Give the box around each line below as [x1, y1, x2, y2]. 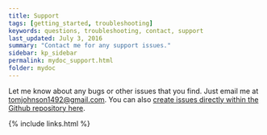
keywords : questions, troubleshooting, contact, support [8, 27, 204, 35]
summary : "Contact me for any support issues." [8, 42, 172, 50]
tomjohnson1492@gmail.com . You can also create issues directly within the [8, 94, 259, 104]
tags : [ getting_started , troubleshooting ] [8, 19, 153, 27]
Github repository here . [8, 103, 86, 112]
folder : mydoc [8, 64, 56, 72]
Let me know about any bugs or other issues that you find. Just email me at [8, 86, 259, 96]
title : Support [8, 11, 60, 20]
